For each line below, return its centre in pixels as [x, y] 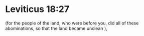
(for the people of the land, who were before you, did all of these [72, 23]
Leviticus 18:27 [37, 9]
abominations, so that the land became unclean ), [56, 28]
